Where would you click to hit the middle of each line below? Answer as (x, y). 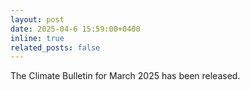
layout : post (37, 19)
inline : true (37, 38)
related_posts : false (55, 47)
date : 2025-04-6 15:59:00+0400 (75, 29)
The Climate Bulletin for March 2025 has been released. (125, 76)
